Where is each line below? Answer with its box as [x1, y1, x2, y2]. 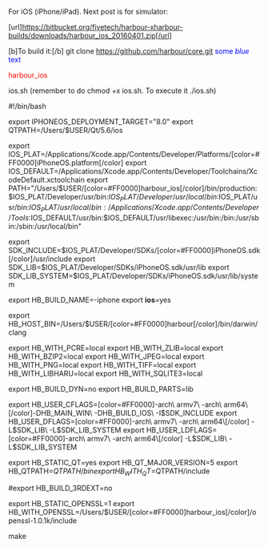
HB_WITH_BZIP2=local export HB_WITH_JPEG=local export [8, 352, 205, 361]
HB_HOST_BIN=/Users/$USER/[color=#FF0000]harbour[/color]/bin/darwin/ [8, 319, 258, 328]
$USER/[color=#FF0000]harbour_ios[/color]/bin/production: [58, 183, 258, 193]
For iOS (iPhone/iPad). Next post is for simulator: [8, 7, 169, 16]
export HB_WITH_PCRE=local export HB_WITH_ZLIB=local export [8, 343, 224, 352]
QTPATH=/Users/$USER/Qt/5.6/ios [8, 126, 123, 135]
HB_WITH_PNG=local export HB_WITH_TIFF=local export [8, 360, 197, 369]
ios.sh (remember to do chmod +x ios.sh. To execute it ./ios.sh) [8, 86, 217, 95]
